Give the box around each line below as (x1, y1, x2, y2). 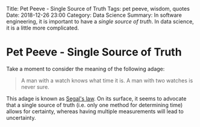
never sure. (20, 83, 49, 90)
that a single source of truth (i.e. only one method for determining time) (6, 101, 183, 108)
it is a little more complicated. (6, 24, 80, 31)
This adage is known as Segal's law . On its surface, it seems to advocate (6, 94, 187, 102)
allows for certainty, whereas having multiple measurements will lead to (6, 108, 184, 115)
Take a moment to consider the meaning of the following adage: (6, 65, 165, 72)
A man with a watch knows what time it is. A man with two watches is (20, 76, 193, 84)
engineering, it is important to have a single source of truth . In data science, (6, 18, 194, 25)
